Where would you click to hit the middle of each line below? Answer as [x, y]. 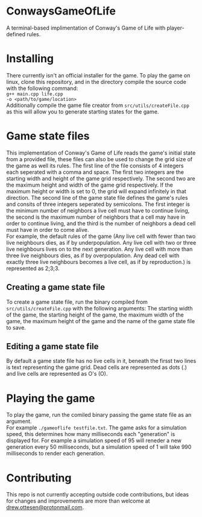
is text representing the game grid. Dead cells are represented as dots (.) [96, 367]
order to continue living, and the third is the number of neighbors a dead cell [101, 223]
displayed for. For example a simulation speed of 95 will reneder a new [94, 441]
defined [16, 34]
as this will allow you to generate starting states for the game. [83, 111]
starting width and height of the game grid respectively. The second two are [101, 178]
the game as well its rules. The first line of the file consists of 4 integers [95, 165]
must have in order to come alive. [48, 230]
